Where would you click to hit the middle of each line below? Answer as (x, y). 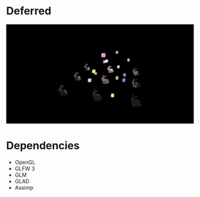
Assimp (24, 187)
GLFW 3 (25, 168)
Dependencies (43, 145)
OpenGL (25, 162)
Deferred (29, 11)
